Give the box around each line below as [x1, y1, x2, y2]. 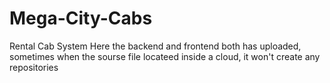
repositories [9, 61, 59, 73]
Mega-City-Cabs [9, 7, 153, 30]
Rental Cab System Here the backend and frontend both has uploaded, [9, 40, 302, 52]
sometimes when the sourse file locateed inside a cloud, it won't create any [9, 50, 321, 62]
